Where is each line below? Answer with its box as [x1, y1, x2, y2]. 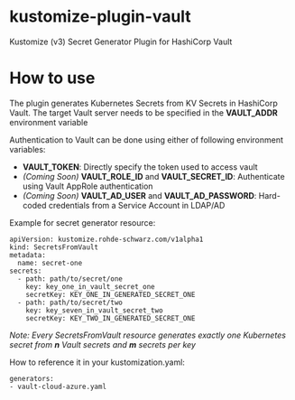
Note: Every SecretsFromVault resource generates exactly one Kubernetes [9, 330, 287, 340]
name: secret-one [17, 258, 83, 267]
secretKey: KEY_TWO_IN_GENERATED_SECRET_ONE [25, 313, 196, 322]
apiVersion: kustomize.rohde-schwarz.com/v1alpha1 [9, 235, 204, 244]
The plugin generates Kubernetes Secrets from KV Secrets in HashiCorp [9, 98, 278, 108]
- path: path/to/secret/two [17, 298, 124, 307]
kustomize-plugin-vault [9, 6, 191, 27]
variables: [9, 144, 46, 154]
